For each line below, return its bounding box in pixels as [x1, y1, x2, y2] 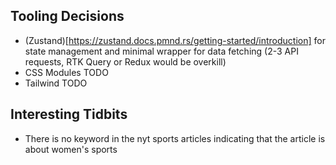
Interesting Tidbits [10, 106, 128, 123]
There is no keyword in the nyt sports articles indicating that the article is [24, 132, 326, 144]
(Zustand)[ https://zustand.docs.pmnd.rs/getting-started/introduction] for [24, 34, 326, 46]
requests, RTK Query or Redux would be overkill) [24, 55, 227, 68]
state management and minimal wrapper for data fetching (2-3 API [24, 45, 299, 57]
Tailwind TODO [24, 77, 88, 89]
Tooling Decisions [10, 8, 125, 25]
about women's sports [24, 143, 118, 155]
